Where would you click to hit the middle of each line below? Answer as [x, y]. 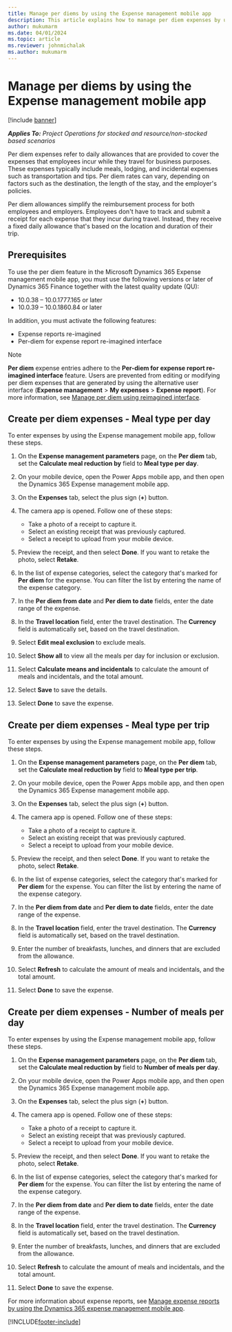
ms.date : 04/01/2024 [38, 33]
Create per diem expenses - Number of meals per [116, 1012]
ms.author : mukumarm [38, 52]
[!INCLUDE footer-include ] [44, 1322]
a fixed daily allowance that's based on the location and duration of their [110, 226]
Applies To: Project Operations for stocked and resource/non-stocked [107, 133]
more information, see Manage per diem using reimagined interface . [105, 397]
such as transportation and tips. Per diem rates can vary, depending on [108, 176]
